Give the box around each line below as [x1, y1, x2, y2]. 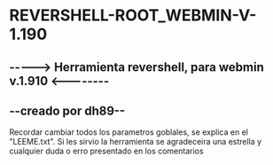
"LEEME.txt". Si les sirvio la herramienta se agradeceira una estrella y [9, 137, 262, 147]
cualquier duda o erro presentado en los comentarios [9, 145, 204, 156]
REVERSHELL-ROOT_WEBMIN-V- [9, 5, 257, 26]
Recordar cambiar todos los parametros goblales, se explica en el [9, 127, 248, 137]
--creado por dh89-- [9, 103, 126, 118]
